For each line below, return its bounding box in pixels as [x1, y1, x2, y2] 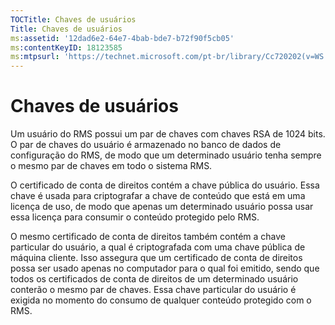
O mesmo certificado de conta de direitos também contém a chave [10, 231, 286, 243]
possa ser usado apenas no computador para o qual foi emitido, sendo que [10, 262, 320, 275]
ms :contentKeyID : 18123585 [10, 42, 123, 53]
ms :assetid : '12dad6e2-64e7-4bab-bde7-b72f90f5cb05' [10, 33, 235, 43]
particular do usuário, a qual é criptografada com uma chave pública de [10, 241, 306, 253]
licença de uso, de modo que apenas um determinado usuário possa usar [10, 201, 314, 213]
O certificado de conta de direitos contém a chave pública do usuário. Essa [10, 179, 320, 191]
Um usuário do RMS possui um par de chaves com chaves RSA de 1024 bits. [10, 128, 326, 140]
